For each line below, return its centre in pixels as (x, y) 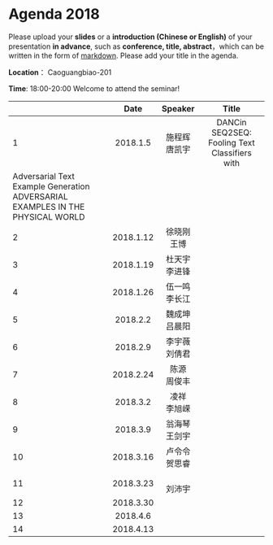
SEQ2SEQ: (231, 133)
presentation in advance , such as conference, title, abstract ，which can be (136, 46)
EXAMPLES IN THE (49, 207)
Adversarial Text (43, 176)
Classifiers (231, 153)
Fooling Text (232, 142)
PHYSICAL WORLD (49, 216)
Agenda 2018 (54, 14)
